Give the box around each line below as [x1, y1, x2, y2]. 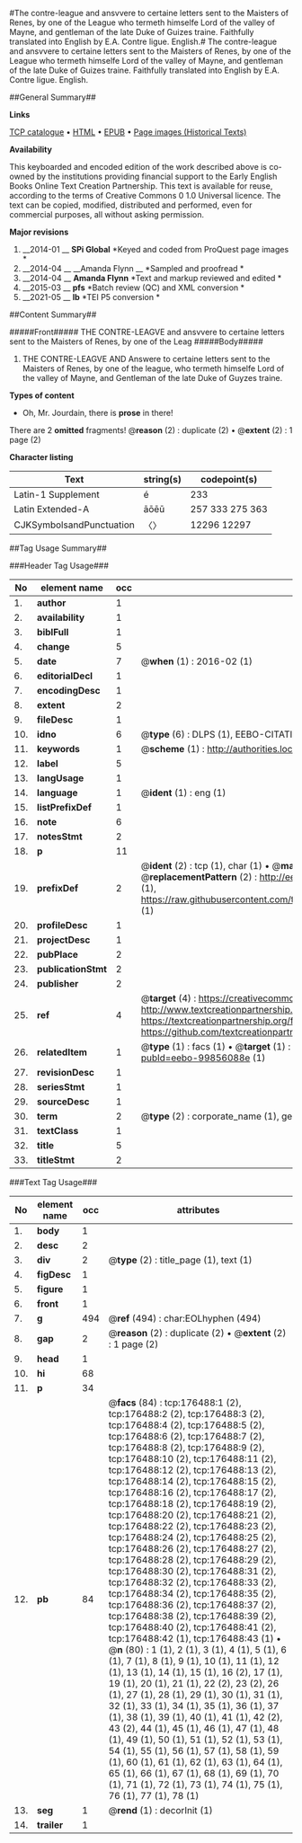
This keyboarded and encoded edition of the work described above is [9, 162, 268, 172]
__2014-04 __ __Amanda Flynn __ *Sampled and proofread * [22, 263, 244, 273]
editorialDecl [37, 669, 93, 682]
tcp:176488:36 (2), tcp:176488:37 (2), [108, 1599, 277, 1611]
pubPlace [37, 948, 79, 961]
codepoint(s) [200, 474, 258, 485]
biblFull [37, 626, 69, 638]
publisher [37, 978, 79, 989]
